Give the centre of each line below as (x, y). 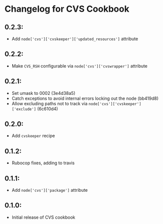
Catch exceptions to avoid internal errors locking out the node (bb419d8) (85, 98)
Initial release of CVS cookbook (43, 217)
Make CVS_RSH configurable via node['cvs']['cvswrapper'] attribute (80, 66)
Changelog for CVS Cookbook (67, 9)
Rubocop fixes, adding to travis (43, 163)
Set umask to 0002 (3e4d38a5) (43, 93)
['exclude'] (24, 109)
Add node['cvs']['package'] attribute (50, 190)
